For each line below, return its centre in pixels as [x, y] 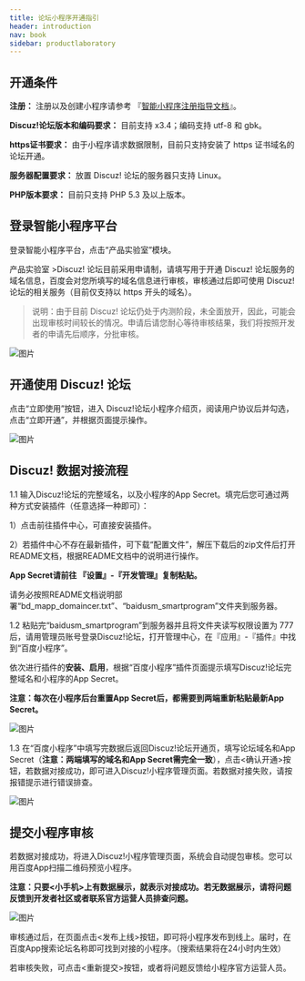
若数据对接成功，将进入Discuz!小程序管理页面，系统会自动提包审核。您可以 [151, 856]
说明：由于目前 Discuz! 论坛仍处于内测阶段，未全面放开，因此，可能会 [163, 311]
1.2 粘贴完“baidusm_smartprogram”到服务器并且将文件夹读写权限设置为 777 [152, 625]
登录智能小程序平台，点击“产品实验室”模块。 [93, 249]
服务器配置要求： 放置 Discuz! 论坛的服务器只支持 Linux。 [118, 176]
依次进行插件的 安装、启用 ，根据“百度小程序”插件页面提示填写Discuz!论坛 [147, 667]
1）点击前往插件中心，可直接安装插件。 [83, 525]
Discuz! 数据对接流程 [69, 471]
